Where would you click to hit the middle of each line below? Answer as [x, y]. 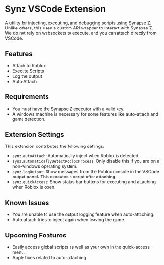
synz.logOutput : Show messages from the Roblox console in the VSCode [86, 172]
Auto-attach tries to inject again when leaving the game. [69, 220]
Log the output [27, 76]
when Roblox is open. [34, 187]
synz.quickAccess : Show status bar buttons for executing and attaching [84, 182]
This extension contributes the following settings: [55, 147]
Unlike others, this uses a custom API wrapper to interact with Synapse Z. [79, 28]
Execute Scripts [28, 71]
